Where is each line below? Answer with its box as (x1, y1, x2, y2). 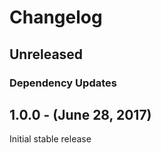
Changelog (9, 6, 103, 29)
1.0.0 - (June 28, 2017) (9, 106, 152, 123)
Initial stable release (9, 133, 92, 145)
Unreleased (9, 46, 84, 63)
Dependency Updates (9, 76, 117, 90)
